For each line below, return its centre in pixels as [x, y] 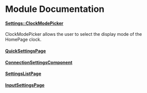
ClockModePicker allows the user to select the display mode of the [74, 34]
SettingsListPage [23, 74]
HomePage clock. [23, 40]
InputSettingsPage [25, 85]
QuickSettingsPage [26, 51]
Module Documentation [55, 9]
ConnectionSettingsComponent [39, 62]
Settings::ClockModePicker [34, 23]
